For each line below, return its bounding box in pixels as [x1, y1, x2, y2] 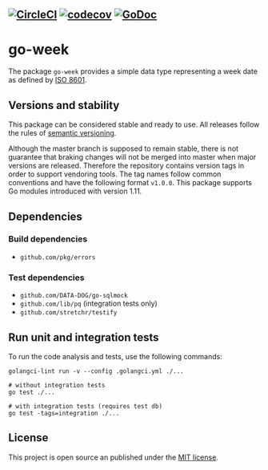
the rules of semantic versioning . [8, 128, 117, 138]
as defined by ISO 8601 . [8, 75, 87, 85]
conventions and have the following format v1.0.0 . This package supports [8, 178, 253, 188]
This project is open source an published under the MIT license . [8, 452, 218, 462]
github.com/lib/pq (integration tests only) [19, 298, 158, 309]
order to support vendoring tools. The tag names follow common [8, 169, 222, 179]
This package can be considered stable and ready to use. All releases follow [8, 120, 260, 129]
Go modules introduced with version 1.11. [8, 186, 142, 197]
